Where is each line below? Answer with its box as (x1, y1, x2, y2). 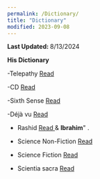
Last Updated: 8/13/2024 (7, 43, 80, 51)
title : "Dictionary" (7, 17, 67, 24)
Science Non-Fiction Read (17, 137, 93, 145)
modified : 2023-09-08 (7, 23, 70, 30)
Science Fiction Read (17, 151, 78, 159)
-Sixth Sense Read (7, 96, 60, 105)
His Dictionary (7, 56, 50, 64)
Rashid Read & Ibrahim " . (17, 124, 90, 132)
